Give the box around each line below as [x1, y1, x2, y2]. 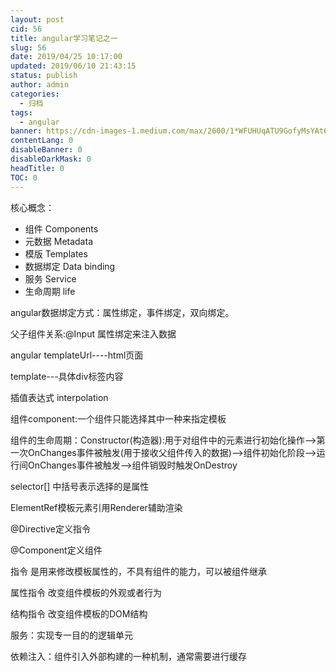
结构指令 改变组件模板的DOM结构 [10, 607, 148, 620]
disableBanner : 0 [10, 145, 83, 155]
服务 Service [24, 272, 77, 285]
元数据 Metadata [24, 235, 93, 247]
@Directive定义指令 [10, 522, 91, 535]
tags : [10, 107, 33, 118]
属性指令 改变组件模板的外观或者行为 [10, 586, 162, 598]
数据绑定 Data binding [24, 260, 116, 272]
